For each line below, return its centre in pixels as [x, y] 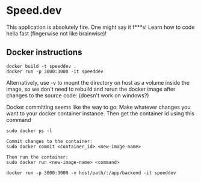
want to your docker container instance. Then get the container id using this [100, 113]
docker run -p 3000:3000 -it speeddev [55, 71]
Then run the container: [37, 157]
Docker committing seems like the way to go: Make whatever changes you [98, 107]
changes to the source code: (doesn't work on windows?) [78, 95]
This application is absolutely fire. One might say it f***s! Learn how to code [100, 27]
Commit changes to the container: [50, 141]
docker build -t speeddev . [42, 66]
